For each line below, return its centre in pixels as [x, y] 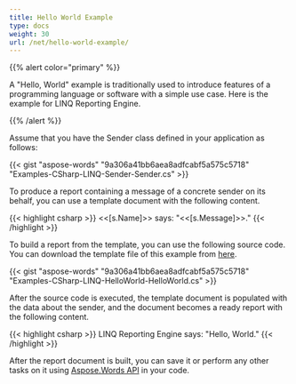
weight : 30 [29, 34]
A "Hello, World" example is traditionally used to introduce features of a [140, 84]
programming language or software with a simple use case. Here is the [139, 94]
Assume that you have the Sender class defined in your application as [137, 138]
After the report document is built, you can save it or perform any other [139, 361]
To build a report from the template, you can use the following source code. [148, 244]
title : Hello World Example [61, 17]
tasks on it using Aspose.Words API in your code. [99, 371]
